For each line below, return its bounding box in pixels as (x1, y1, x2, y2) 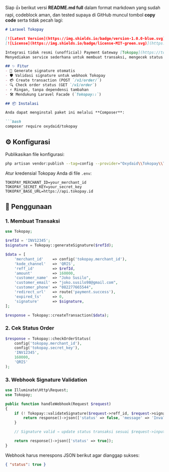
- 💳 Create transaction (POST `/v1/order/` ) (5, 78, 102, 83)
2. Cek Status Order (5, 325, 54, 332)
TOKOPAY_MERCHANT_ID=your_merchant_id (5, 180, 87, 185)
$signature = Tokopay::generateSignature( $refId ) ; (5, 243, 114, 248)
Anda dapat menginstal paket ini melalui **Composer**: (5, 110, 125, 115)
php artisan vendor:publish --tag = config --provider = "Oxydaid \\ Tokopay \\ (5, 161, 163, 166)
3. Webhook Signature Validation (5, 376, 88, 383)
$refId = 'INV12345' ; (5, 238, 51, 243)
